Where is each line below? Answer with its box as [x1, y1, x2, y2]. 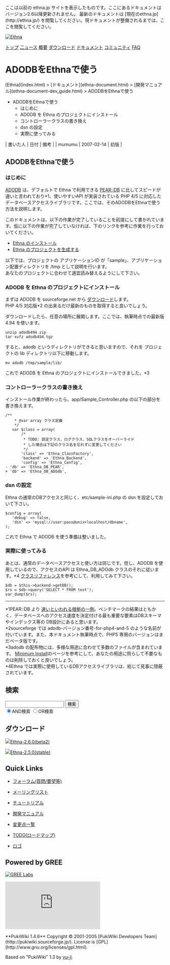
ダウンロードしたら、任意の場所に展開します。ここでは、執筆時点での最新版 [5, 313, 164, 319]
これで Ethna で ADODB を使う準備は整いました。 [5, 533, 109, 539]
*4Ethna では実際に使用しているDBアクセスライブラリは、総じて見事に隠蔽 [5, 663, 163, 669]
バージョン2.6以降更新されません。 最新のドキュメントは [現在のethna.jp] [5, 11, 158, 17]
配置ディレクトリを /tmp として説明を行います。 [9, 263, 110, 270]
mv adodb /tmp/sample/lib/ [5, 360, 62, 365]
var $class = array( [12, 427, 56, 432]
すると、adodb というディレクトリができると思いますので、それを [5, 344, 143, 350]
